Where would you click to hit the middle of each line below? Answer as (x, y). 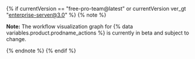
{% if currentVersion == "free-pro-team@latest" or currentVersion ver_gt (96, 9)
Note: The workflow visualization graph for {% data (70, 27)
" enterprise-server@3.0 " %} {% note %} (56, 15)
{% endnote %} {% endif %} (41, 51)
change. (16, 39)
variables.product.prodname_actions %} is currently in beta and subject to (98, 33)
